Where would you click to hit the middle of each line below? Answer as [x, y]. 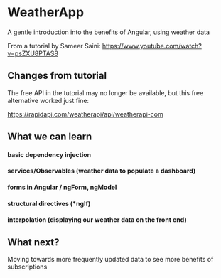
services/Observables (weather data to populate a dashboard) [102, 171]
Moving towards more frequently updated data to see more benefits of [110, 259]
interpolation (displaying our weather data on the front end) [97, 220]
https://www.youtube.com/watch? [152, 46]
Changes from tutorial [57, 76]
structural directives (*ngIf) [49, 203]
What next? [33, 242]
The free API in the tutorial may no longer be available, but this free [106, 92]
